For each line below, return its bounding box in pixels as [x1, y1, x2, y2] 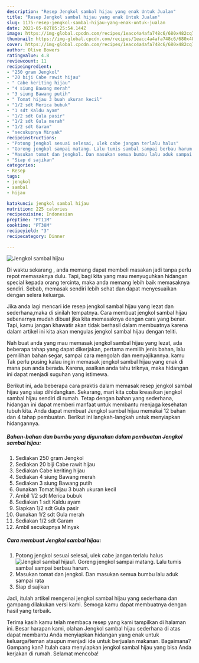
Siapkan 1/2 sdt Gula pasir [15, 504, 79, 511]
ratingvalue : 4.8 [6, 53, 50, 58]
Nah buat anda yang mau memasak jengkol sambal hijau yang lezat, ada [6, 339, 182, 346]
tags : [6, 174, 20, 179]
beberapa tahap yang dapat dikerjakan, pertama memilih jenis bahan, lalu [6, 345, 185, 352]
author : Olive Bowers [6, 47, 60, 53]
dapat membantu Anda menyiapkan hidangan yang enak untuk [6, 631, 159, 638]
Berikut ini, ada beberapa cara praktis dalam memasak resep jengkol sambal [6, 382, 193, 389]
